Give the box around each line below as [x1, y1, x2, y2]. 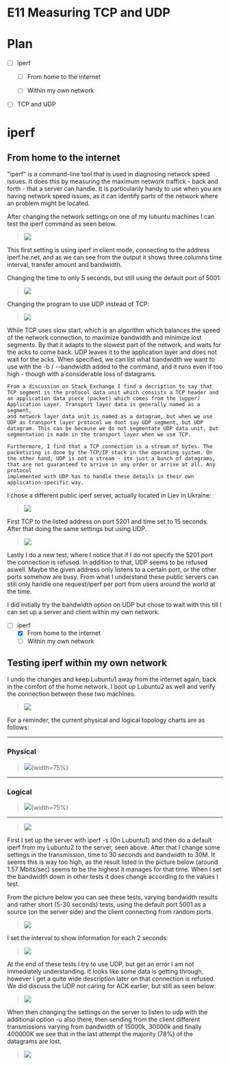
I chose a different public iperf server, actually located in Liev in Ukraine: [7, 491, 212, 500]
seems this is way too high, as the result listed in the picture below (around [7, 858, 218, 866]
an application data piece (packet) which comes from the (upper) [7, 395, 201, 402]
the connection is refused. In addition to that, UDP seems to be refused [7, 558, 208, 567]
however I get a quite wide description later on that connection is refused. [7, 974, 216, 983]
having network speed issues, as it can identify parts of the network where [7, 192, 218, 200]
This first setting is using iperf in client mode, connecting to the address [7, 246, 210, 255]
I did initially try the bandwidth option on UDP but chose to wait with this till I [7, 600, 222, 609]
